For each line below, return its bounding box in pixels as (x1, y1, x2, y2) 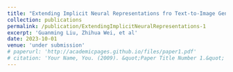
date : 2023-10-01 (7, 36, 58, 43)
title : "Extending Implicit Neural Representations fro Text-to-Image (7, 10, 216, 17)
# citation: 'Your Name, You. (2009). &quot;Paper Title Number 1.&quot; (7, 55, 225, 62)
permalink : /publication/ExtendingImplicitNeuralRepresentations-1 (7, 23, 207, 29)
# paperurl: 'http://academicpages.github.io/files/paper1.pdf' (7, 49, 197, 56)
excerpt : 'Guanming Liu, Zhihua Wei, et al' (7, 29, 138, 36)
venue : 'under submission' (7, 42, 85, 49)
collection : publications (7, 16, 82, 23)
